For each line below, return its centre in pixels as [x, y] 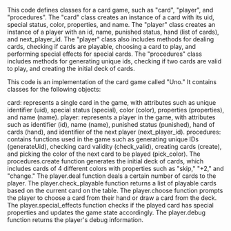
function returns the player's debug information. [75, 220]
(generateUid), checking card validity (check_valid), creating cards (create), [114, 147]
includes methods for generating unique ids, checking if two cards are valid [114, 61]
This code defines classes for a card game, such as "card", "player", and [110, 10]
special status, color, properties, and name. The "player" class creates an [111, 24]
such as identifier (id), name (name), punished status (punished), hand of [111, 124]
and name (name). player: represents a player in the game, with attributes [111, 117]
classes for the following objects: [54, 89]
